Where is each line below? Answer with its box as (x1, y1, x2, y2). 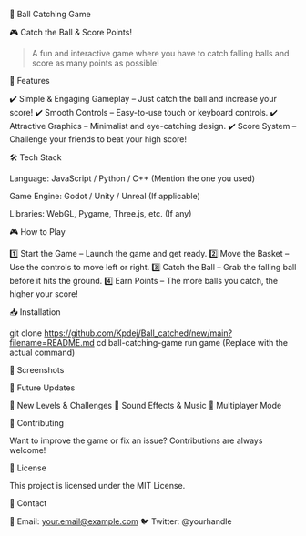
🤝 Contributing (9, 418, 65, 428)
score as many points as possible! (31, 57, 159, 68)
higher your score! (9, 288, 79, 299)
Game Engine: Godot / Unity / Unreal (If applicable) (9, 191, 200, 201)
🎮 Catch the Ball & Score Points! (9, 27, 132, 37)
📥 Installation (9, 307, 61, 318)
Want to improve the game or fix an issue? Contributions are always (9, 435, 263, 446)
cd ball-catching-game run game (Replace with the (97, 338, 289, 348)
